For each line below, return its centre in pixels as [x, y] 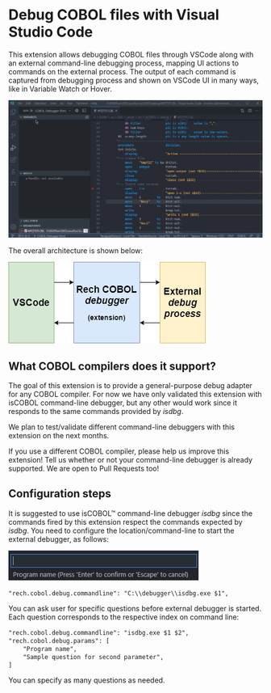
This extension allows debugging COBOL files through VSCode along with [131, 54]
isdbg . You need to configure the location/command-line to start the [121, 530]
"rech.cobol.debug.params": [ [59, 640]
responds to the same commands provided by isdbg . [96, 411]
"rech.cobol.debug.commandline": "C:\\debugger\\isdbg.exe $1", [119, 593]
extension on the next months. [59, 435]
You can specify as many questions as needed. [87, 680]
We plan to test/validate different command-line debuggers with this [122, 427]
